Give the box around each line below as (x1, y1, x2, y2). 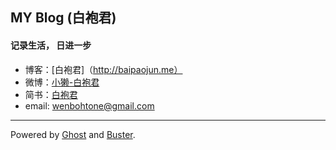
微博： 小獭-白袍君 (24, 76, 100, 88)
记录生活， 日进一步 (10, 39, 92, 51)
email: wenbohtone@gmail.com (24, 99, 155, 112)
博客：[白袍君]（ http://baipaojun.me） (24, 63, 183, 75)
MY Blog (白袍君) (10, 9, 117, 27)
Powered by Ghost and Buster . (10, 128, 136, 140)
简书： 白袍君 (24, 88, 78, 100)
